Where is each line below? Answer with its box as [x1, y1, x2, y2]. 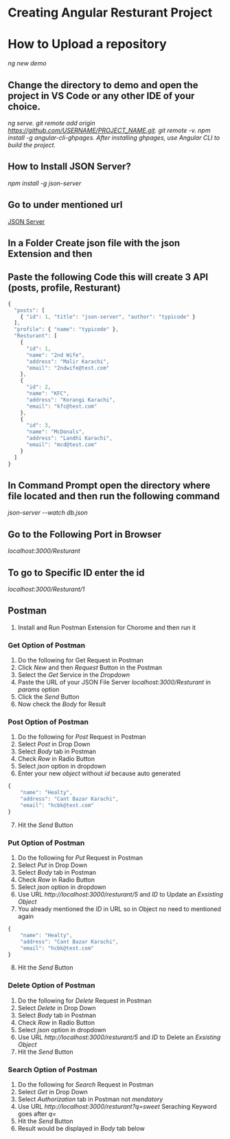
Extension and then [8, 248, 93, 260]
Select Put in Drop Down [17, 861, 88, 869]
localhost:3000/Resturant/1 [8, 585, 85, 593]
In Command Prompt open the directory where [8, 479, 211, 491]
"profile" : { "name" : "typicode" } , [14, 326, 119, 333]
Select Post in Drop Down [17, 740, 91, 749]
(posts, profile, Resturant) [8, 282, 121, 294]
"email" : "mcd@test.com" [25, 441, 97, 448]
